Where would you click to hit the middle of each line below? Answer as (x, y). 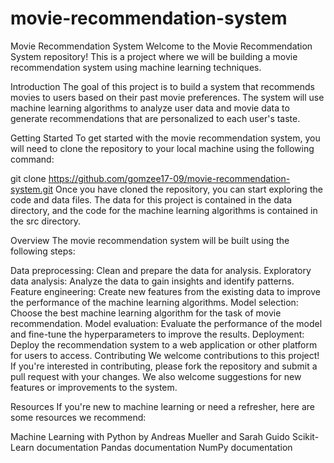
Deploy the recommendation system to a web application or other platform (164, 344)
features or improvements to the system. (94, 387)
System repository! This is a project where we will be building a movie (154, 56)
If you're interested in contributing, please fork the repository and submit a (164, 366)
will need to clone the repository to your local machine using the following (162, 148)
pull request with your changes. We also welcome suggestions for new (156, 376)
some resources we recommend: (78, 417)
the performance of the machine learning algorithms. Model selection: (154, 302)
